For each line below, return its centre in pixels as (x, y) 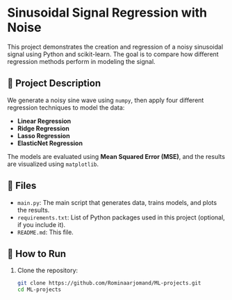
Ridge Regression (43, 128)
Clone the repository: (48, 270)
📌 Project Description (54, 84)
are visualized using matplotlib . (53, 164)
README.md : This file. (45, 232)
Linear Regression (44, 121)
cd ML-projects (39, 290)
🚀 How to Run (37, 254)
